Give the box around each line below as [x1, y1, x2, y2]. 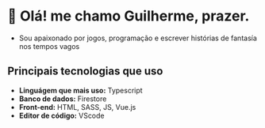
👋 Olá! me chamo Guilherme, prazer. [7, 7, 250, 25]
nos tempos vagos [18, 41, 80, 51]
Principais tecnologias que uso [7, 65, 163, 78]
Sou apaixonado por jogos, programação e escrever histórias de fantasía [18, 33, 257, 43]
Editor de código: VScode [18, 111, 105, 120]
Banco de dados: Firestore [18, 94, 107, 104]
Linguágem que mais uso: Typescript [18, 85, 144, 95]
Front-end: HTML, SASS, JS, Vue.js [18, 102, 136, 111]
